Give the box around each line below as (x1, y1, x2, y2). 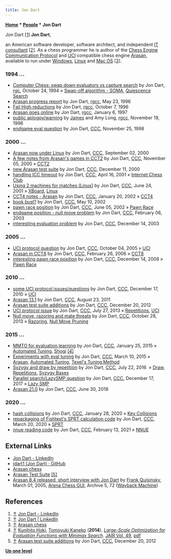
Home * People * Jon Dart (5, 21, 61, 28)
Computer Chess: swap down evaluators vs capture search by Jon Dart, (12, 82, 165, 88)
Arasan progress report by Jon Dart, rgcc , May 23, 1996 (12, 98, 131, 104)
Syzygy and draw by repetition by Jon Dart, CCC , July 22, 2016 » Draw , (12, 364, 165, 371)
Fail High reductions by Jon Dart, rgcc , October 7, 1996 (12, 103, 129, 110)
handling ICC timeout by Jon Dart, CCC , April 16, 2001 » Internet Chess (12, 172, 163, 178)
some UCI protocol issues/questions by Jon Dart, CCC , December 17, (12, 285, 159, 292)
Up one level (5, 548, 32, 554)
